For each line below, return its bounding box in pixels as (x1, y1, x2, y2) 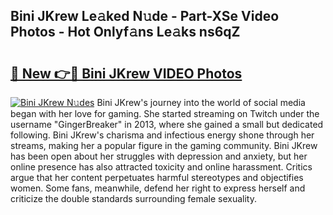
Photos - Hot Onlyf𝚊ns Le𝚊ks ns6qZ (10, 24, 241, 41)
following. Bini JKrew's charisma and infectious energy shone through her (10, 129, 315, 141)
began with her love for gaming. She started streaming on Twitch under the (10, 108, 320, 119)
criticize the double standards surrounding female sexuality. (10, 193, 257, 204)
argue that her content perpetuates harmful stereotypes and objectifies (10, 172, 304, 183)
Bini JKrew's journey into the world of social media (96, 97, 306, 108)
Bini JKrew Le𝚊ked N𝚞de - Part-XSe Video (10, 8, 280, 25)
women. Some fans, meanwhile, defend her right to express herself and (10, 182, 306, 194)
